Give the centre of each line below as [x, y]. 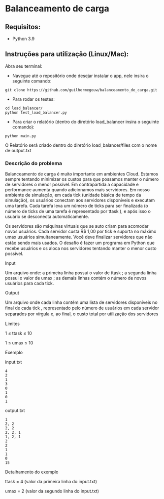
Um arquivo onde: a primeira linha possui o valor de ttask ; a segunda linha [81, 273]
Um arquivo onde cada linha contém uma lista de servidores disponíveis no [81, 302]
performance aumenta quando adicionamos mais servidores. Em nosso [78, 190]
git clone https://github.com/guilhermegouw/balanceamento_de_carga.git [81, 90]
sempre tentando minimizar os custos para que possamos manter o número [82, 179]
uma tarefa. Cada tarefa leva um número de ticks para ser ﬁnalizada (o [77, 206]
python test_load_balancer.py [36, 112]
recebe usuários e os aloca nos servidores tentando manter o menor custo [81, 249]
